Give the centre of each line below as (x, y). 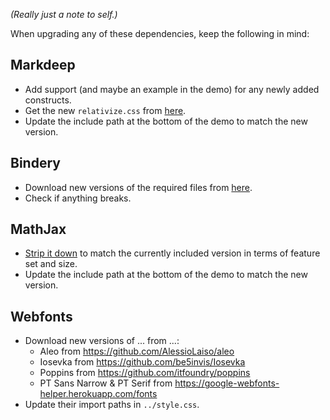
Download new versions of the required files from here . (138, 187)
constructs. (48, 100)
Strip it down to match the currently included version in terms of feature (172, 253)
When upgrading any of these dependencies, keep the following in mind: (160, 33)
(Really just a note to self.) (64, 14)
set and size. (51, 264)
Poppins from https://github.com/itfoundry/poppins (145, 373)
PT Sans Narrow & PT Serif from (106, 383)
